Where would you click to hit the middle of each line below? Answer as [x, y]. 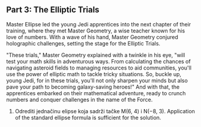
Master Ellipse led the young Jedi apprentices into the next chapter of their [99, 24]
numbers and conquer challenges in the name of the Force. [79, 99]
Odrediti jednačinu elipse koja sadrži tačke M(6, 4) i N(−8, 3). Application [105, 111]
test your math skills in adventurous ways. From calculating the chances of [98, 61]
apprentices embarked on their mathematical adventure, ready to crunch [96, 93]
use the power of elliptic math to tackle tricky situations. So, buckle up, [94, 74]
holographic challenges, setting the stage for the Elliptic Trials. [83, 43]
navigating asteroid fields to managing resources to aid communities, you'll [99, 68]
